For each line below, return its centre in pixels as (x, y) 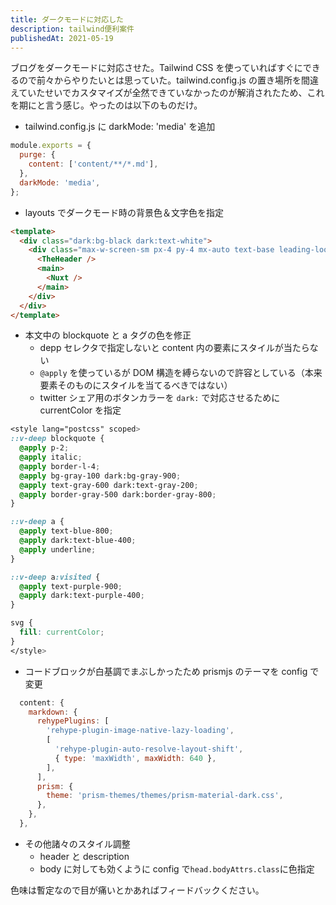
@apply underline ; (58, 549)
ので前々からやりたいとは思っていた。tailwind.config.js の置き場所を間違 (168, 80)
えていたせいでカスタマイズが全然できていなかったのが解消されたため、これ (167, 93)
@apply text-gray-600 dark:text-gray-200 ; (109, 485)
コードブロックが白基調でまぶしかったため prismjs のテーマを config (166, 671)
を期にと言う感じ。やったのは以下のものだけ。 (106, 105)
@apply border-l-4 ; (60, 466)
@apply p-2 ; (44, 448)
